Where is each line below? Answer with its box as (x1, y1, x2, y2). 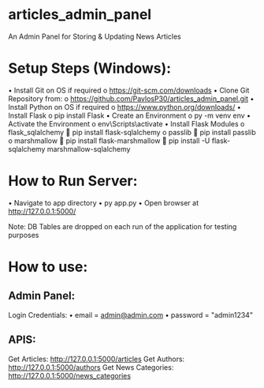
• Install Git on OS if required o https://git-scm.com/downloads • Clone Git (8, 85, 250, 95)
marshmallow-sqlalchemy (46, 144, 131, 153)
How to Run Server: (8, 172, 138, 190)
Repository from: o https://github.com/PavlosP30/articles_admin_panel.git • (8, 93, 255, 104)
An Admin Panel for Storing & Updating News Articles (8, 32, 181, 41)
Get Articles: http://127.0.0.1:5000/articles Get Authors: (8, 354, 185, 364)
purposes (8, 230, 39, 239)
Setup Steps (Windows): (8, 59, 172, 77)
